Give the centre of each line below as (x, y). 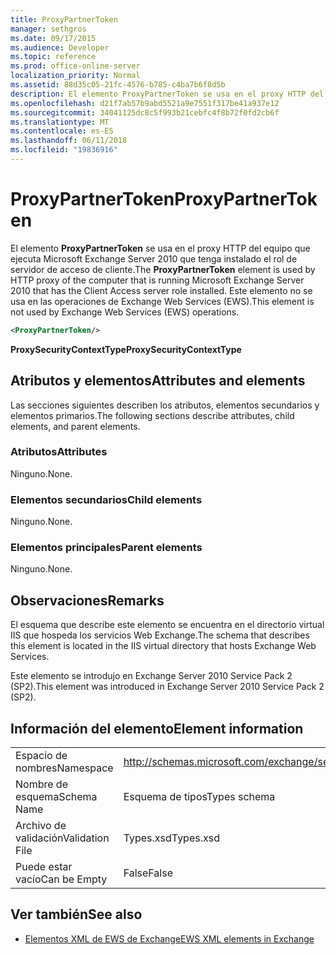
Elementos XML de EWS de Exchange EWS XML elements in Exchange (169, 938)
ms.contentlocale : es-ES (62, 131)
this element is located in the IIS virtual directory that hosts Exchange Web (163, 646)
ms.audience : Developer (60, 47)
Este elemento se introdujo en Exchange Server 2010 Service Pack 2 (151, 676)
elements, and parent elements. (75, 426)
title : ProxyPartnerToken (64, 19)
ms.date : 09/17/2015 (53, 38)
